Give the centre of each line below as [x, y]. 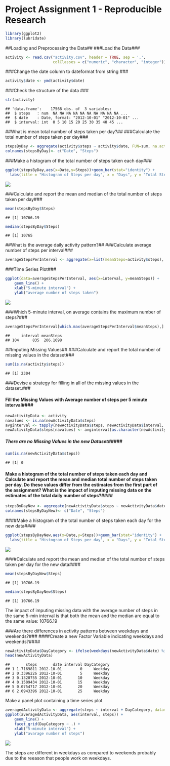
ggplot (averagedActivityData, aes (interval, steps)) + [64, 715]
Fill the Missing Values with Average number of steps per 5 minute [76, 400]
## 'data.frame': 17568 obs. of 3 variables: [59, 109]
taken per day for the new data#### [43, 564]
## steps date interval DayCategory [57, 665]
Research [26, 20]
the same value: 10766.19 [31, 621]
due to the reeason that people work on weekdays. [58, 758]
